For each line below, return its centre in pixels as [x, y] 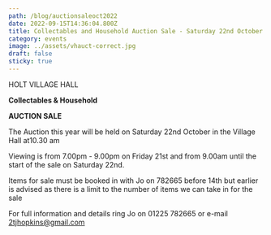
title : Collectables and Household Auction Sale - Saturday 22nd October [136, 31]
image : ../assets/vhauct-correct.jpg [72, 46]
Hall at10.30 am [34, 140]
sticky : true [30, 62]
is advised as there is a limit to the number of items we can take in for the [131, 189]
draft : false [30, 54]
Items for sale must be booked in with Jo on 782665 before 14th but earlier [133, 181]
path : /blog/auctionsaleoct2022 [63, 16]
